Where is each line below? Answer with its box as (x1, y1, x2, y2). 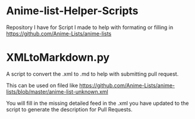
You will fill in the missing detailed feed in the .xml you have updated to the (6, 99, 189, 107)
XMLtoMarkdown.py (6, 51, 110, 65)
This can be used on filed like (6, 82, 78, 89)
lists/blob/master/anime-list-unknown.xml (6, 88, 108, 95)
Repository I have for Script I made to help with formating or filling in (6, 24, 174, 31)
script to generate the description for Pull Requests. (6, 105, 133, 113)
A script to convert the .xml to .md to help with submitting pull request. (6, 70, 179, 78)
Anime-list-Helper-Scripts (6, 4, 139, 18)
